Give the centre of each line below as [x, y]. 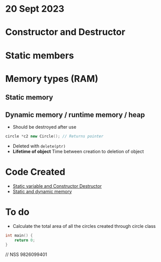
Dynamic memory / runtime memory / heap [75, 115]
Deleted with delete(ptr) [39, 146]
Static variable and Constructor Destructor [57, 186]
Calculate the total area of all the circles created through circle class [84, 226]
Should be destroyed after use [44, 127]
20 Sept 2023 [35, 9]
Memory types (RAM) [52, 79]
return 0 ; [25, 240]
